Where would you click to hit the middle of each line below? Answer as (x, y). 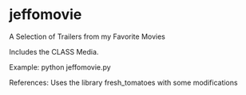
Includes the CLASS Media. (54, 51)
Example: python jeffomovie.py (60, 67)
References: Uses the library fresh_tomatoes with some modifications (123, 82)
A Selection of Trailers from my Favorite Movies (87, 36)
